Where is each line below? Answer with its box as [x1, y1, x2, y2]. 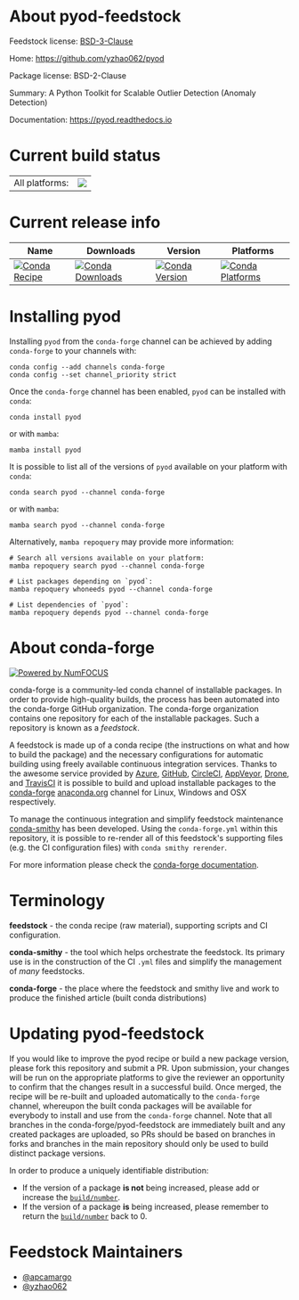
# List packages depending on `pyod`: [9, 576, 153, 585]
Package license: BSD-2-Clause [9, 69, 127, 81]
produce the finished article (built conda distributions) [9, 992, 207, 1003]
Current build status [9, 145, 161, 166]
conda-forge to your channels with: [9, 345, 137, 356]
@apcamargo [21, 1271, 72, 1282]
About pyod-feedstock [9, 6, 182, 27]
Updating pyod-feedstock [9, 1023, 205, 1043]
